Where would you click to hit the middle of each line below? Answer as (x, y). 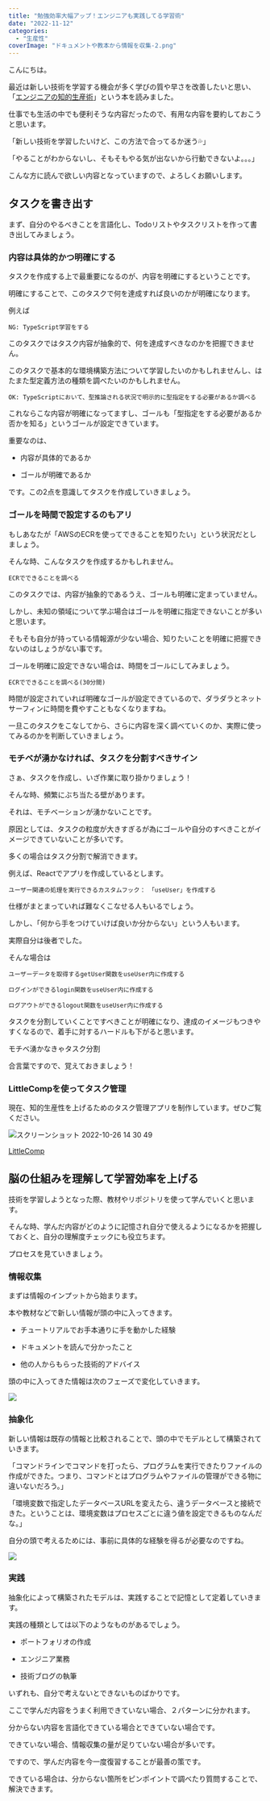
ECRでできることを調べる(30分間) (57, 682)
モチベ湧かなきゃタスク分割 (54, 1048)
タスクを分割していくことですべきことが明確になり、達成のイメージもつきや (135, 1021)
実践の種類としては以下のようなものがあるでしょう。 (96, 1624)
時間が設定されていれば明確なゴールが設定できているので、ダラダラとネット (135, 698)
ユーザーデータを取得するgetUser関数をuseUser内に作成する (97, 974)
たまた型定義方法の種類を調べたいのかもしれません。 (97, 381)
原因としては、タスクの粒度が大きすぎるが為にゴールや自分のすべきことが (132, 829)
